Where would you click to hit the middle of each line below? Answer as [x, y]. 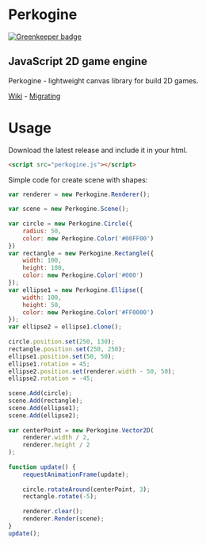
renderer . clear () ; [53, 512]
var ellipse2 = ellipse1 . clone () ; [65, 327]
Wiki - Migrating [34, 96]
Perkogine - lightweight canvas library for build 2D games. [103, 80]
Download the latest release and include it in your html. [98, 150]
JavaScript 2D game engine [78, 61]
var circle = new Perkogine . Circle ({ [71, 224]
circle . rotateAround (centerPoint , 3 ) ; [86, 489]
